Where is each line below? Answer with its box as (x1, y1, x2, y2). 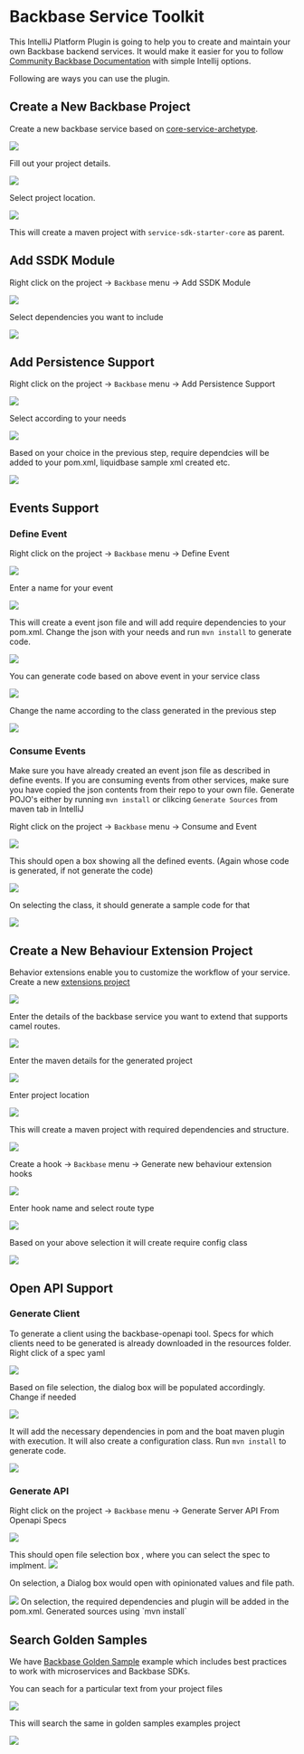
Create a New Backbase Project (9, 100, 191, 115)
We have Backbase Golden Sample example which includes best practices (9, 1655, 288, 1666)
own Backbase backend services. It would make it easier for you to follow (9, 45, 284, 56)
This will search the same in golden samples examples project (9, 1717, 242, 1729)
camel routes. (9, 1020, 61, 1032)
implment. (9, 1560, 47, 1571)
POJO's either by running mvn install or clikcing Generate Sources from (9, 794, 279, 805)
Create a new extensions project (9, 977, 130, 988)
